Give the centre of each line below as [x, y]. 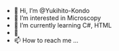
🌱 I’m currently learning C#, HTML [63, 25]
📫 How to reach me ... [46, 40]
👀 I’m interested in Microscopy [57, 18]
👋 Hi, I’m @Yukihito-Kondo [52, 11]
